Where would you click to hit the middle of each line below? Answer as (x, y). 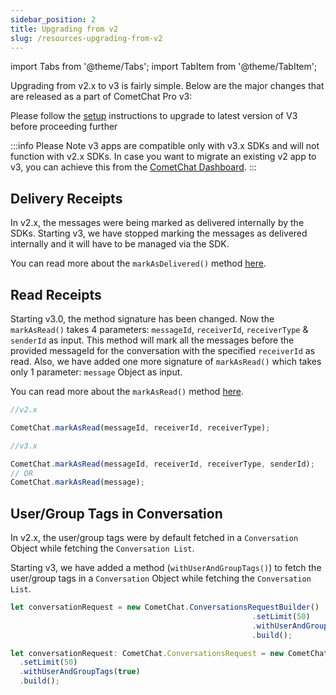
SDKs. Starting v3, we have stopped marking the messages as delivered (159, 233)
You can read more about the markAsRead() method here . (127, 391)
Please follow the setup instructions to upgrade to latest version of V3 (154, 116)
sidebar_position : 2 (53, 19)
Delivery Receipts (66, 198)
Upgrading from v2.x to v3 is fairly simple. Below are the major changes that (167, 86)
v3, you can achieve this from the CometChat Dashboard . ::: (133, 167)
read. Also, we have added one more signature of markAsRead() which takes (166, 361)
